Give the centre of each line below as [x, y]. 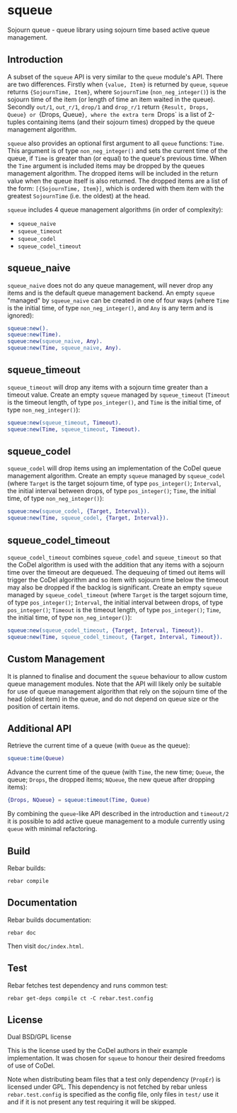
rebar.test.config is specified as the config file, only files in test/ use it [113, 1095]
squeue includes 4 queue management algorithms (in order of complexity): [115, 209]
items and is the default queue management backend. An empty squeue [111, 293]
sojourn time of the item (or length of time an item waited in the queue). [111, 99]
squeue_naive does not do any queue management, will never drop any [110, 285]
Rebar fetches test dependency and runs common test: [88, 985]
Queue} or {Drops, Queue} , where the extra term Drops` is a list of [107, 114]
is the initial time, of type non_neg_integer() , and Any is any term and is [110, 307]
